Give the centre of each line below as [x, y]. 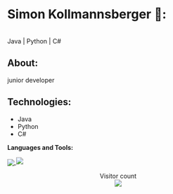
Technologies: [39, 102]
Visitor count [118, 176]
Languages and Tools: [40, 147]
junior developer [31, 80]
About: [23, 63]
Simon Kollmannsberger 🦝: [87, 14]
